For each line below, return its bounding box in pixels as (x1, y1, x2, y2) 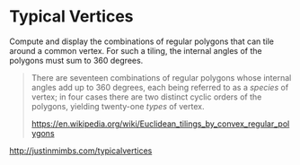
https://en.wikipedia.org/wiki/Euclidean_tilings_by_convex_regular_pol (31, 118, 290, 129)
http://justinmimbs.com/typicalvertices (9, 145, 153, 156)
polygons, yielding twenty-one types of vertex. (31, 100, 205, 111)
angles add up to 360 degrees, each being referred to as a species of (31, 82, 289, 92)
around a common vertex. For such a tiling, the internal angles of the (9, 45, 262, 56)
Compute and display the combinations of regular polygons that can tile (9, 36, 274, 47)
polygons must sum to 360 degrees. (9, 55, 144, 65)
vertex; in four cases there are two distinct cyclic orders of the (31, 91, 262, 102)
